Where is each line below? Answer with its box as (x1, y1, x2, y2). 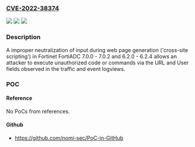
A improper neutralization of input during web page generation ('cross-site (6, 46, 188, 54)
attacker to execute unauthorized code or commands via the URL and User (6, 59, 189, 66)
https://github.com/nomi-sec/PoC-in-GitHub (14, 134, 123, 141)
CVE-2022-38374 (6, 4, 59, 12)
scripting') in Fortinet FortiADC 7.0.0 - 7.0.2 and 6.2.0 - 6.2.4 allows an (6, 53, 177, 60)
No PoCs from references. (6, 107, 70, 115)
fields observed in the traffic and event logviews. (6, 65, 126, 72)
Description (6, 33, 41, 41)
